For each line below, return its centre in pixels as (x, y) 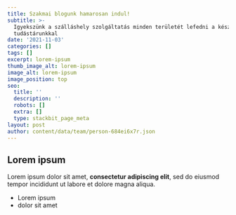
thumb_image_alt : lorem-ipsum (52, 66)
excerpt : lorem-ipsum (39, 60)
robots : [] (29, 105)
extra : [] (28, 112)
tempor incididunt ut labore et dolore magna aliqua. (81, 184)
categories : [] (29, 46)
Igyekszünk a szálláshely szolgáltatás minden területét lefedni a (114, 27)
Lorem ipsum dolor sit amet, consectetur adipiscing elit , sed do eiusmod (113, 177)
